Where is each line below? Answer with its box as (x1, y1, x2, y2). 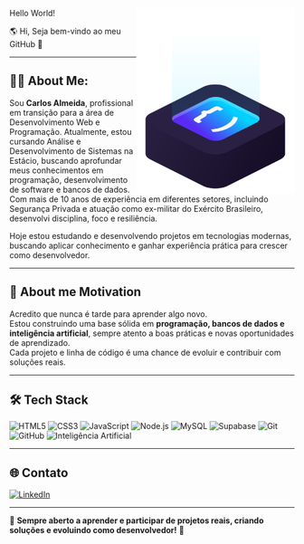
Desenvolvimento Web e (9, 117, 100, 128)
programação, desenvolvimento (9, 174, 128, 185)
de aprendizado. (9, 337, 71, 348)
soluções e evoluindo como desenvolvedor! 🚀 (9, 525, 185, 536)
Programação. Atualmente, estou (9, 126, 133, 137)
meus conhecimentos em (9, 165, 104, 176)
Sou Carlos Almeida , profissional (9, 97, 134, 108)
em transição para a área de (9, 107, 115, 118)
